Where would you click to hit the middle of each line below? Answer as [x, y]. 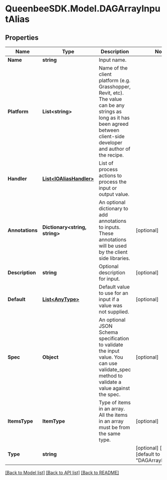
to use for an [113, 293]
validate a [110, 382]
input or [108, 188]
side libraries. [114, 258]
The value [110, 99]
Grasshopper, [115, 87]
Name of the [113, 68]
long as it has [114, 118]
